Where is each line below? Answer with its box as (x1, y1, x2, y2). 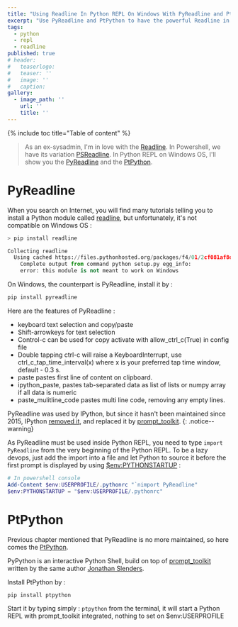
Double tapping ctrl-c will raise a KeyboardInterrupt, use (17, 350, 182, 359)
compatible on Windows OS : (7, 221, 92, 229)
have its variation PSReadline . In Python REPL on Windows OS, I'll (24, 150, 216, 158)
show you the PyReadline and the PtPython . (24, 157, 153, 166)
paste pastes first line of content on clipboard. (17, 373, 153, 382)
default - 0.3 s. (17, 365, 62, 374)
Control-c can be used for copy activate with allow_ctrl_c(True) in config (17, 335, 229, 344)
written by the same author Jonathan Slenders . (7, 564, 144, 572)
